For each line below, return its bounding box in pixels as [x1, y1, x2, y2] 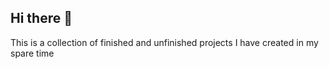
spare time [10, 47, 55, 59]
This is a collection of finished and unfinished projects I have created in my [10, 36, 319, 48]
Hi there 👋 [10, 10, 73, 27]
